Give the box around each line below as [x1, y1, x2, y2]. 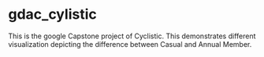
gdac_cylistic [8, 5, 97, 23]
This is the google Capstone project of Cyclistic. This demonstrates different [8, 31, 256, 41]
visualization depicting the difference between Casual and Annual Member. [8, 39, 252, 48]
